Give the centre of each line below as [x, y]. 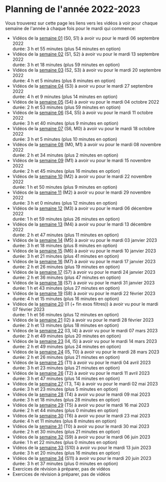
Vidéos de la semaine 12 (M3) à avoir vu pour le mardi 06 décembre [82, 208]
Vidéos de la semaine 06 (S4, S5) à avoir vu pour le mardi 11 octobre [83, 112]
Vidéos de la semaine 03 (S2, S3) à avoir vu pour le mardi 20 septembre [87, 70]
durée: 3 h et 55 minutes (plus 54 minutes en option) [66, 49]
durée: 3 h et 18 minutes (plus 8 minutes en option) [65, 245]
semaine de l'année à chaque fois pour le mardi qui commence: [70, 28]
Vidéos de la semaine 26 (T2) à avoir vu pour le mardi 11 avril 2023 [81, 373]
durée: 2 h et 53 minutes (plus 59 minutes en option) [66, 107]
